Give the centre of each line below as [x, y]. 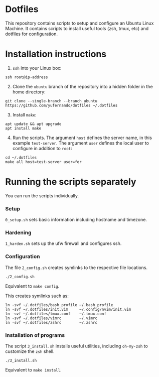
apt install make [23, 128]
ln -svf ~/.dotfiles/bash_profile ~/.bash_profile [59, 305]
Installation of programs [35, 335]
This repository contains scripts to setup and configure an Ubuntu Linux [79, 23]
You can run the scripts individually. [42, 196]
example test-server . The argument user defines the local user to [81, 143]
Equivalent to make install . [33, 370]
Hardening [18, 233]
